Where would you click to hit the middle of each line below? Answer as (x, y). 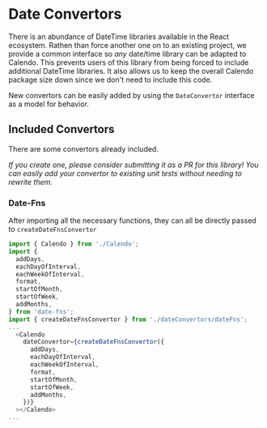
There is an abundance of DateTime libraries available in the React (119, 36)
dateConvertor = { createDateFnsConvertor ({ (93, 342)
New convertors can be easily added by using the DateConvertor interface (131, 95)
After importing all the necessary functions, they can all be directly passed (132, 220)
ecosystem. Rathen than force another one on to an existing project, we (127, 45)
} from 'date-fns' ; (41, 312)
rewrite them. (30, 182)
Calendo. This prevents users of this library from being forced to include (129, 62)
